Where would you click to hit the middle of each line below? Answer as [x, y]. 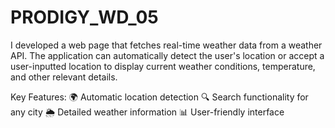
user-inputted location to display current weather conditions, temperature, [163, 66]
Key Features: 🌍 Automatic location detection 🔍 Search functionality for [159, 97]
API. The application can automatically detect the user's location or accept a [167, 55]
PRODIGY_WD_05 [84, 17]
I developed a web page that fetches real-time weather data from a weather [166, 45]
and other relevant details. [64, 77]
